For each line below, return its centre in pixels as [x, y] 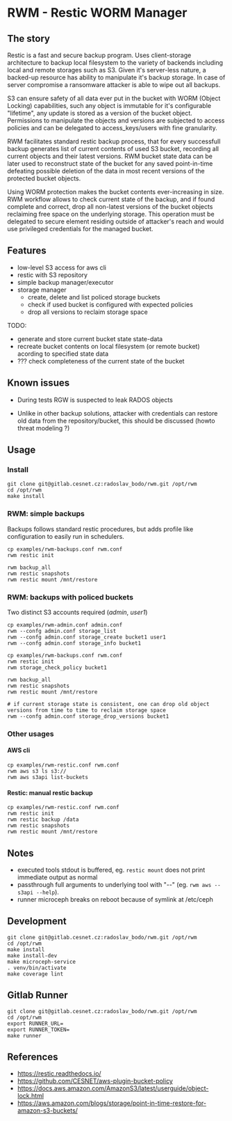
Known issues [39, 383]
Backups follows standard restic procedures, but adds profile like [100, 529]
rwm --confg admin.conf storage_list [62, 631]
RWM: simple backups [46, 514]
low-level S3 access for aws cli [61, 267]
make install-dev [32, 955]
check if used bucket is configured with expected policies [110, 304]
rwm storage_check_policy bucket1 [57, 667]
